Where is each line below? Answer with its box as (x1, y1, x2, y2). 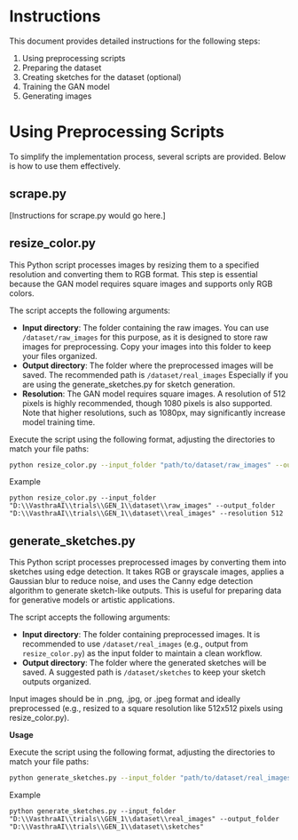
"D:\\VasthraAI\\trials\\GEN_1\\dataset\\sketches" (9, 822, 204, 832)
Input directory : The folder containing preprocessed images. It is (21, 629, 261, 640)
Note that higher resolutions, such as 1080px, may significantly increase (21, 407, 286, 418)
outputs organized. (21, 676, 91, 687)
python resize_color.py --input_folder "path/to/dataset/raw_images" (9, 460, 272, 469)
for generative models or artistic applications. (9, 595, 176, 605)
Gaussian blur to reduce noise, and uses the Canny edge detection (9, 576, 254, 587)
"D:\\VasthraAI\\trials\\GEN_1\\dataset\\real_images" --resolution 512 (9, 509, 284, 518)
